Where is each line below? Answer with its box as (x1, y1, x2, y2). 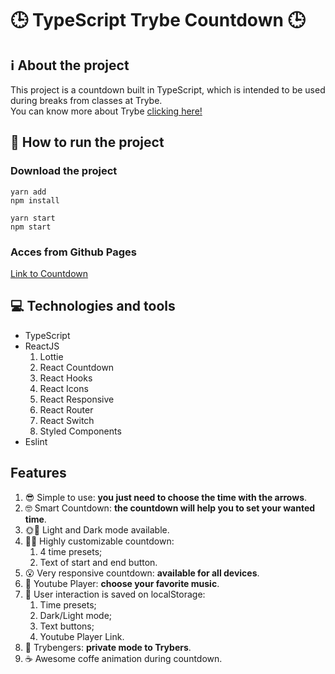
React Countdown (39, 361, 115, 373)
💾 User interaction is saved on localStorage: (24, 588, 206, 600)
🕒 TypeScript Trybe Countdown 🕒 (10, 9, 306, 32)
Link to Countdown (10, 267, 89, 279)
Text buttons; (39, 620, 95, 632)
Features (10, 465, 67, 482)
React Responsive (39, 393, 115, 405)
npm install (10, 195, 60, 206)
